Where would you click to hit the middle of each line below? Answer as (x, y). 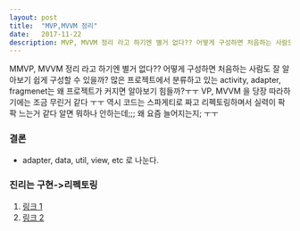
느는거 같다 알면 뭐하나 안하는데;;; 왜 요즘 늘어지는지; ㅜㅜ (118, 113)
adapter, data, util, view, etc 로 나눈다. (90, 160)
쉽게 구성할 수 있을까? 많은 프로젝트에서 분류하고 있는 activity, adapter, (157, 80)
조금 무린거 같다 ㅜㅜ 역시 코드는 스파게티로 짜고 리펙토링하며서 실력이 (154, 103)
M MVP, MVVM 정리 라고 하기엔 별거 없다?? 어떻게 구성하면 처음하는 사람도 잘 (145, 69)
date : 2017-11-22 (46, 34)
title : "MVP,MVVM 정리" (54, 26)
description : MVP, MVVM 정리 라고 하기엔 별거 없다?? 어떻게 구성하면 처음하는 (141, 42)
